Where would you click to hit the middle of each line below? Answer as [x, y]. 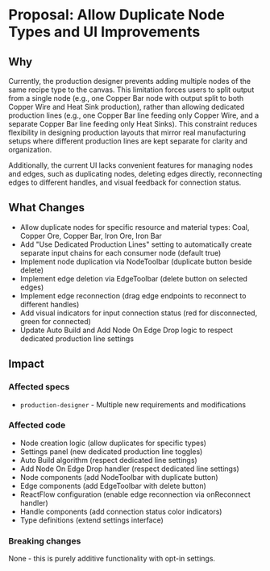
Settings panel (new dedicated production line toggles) [111, 451]
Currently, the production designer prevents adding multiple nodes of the [130, 81]
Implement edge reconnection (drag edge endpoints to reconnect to [133, 295]
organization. [30, 150]
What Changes [47, 208]
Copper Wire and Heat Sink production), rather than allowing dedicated [127, 107]
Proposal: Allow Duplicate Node [117, 15]
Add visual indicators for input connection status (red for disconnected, [139, 313]
